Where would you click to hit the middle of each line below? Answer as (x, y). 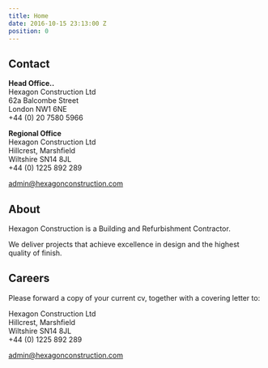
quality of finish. (35, 253)
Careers (29, 278)
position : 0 (28, 31)
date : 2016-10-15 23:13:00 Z (57, 24)
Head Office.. (32, 83)
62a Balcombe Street (44, 101)
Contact (29, 64)
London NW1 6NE (38, 109)
